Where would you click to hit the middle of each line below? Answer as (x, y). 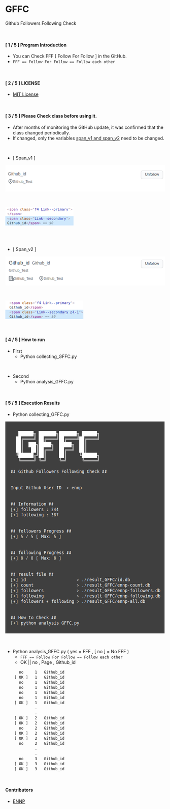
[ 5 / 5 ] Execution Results (32, 403)
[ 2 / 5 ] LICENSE (23, 83)
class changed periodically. (41, 132)
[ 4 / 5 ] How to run (25, 340)
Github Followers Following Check (41, 23)
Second (21, 376)
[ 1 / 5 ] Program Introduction (36, 45)
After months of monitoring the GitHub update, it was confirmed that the (88, 127)
